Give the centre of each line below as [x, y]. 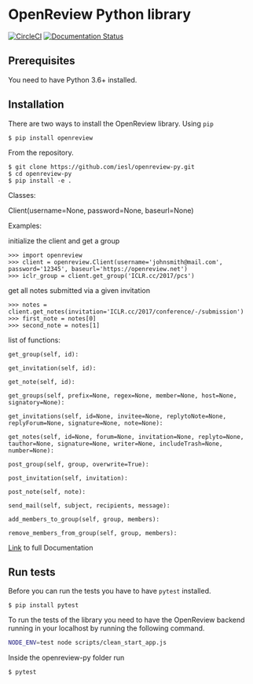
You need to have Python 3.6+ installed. [73, 79]
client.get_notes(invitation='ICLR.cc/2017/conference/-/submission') [126, 312]
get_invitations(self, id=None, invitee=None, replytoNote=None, [117, 416]
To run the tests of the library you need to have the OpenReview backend [126, 620]
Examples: [25, 225]
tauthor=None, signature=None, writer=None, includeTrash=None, [115, 444]
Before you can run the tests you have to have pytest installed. [110, 591]
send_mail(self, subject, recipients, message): [89, 505]
